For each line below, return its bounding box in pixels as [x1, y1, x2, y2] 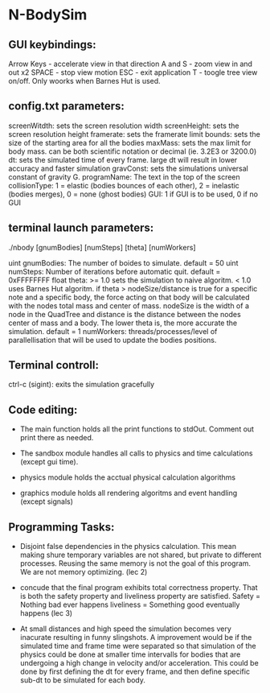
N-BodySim [8, 6, 88, 24]
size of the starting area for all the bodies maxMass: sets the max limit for [8, 138, 252, 147]
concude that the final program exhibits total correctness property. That [19, 583, 259, 592]
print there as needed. [19, 433, 94, 443]
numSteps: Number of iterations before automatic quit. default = [8, 266, 221, 276]
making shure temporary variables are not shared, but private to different [19, 550, 262, 560]
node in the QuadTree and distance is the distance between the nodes [8, 309, 241, 319]
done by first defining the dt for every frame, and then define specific [19, 666, 251, 677]
